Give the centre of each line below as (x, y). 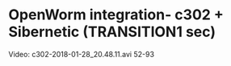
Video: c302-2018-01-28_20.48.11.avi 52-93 (82, 54)
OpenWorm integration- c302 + (116, 15)
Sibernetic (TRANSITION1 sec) (112, 32)
